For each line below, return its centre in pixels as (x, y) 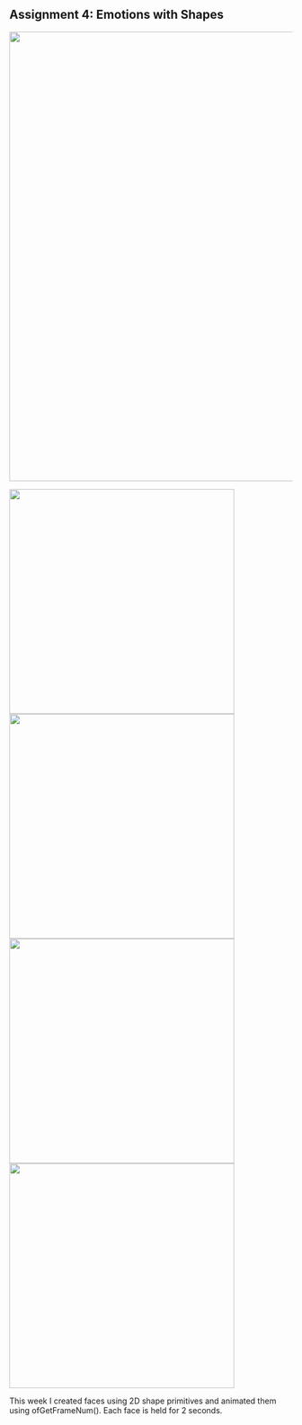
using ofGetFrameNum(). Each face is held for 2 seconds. (116, 1410)
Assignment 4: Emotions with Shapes (117, 15)
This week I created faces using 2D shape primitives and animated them (143, 1401)
